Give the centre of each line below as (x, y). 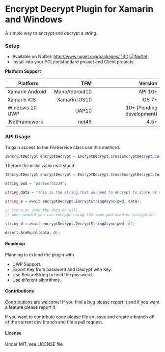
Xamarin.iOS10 (75, 100)
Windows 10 (22, 108)
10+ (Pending (141, 108)
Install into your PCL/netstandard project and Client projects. (73, 62)
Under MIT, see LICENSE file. (35, 344)
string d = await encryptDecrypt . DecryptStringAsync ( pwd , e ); (70, 224)
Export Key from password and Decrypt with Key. (62, 269)
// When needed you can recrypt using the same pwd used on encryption (80, 215)
